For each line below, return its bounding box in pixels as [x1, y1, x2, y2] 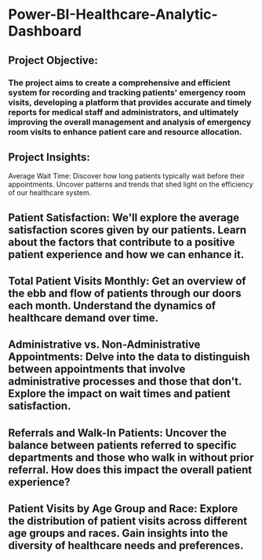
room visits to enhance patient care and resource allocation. [8, 126, 242, 137]
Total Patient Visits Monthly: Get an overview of [8, 274, 246, 288]
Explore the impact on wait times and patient [8, 387, 231, 400]
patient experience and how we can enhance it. [8, 248, 245, 261]
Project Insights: [8, 150, 90, 164]
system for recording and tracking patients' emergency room [8, 87, 246, 98]
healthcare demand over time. [8, 311, 159, 325]
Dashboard [8, 22, 82, 40]
